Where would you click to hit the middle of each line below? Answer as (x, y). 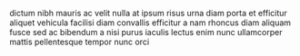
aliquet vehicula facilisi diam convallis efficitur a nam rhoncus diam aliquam (150, 23)
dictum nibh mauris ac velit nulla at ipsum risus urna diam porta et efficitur (149, 13)
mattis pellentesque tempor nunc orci (80, 42)
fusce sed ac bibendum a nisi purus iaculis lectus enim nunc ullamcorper (146, 32)
